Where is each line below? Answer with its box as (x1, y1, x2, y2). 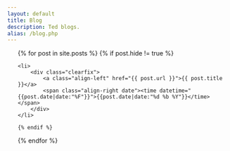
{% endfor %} (17, 136, 58, 145)
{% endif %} (17, 124, 53, 131)
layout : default (7, 10, 55, 18)
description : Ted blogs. (7, 23, 80, 30)
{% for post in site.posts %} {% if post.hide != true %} (17, 49, 174, 58)
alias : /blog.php (7, 29, 58, 37)
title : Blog (7, 17, 42, 24)
